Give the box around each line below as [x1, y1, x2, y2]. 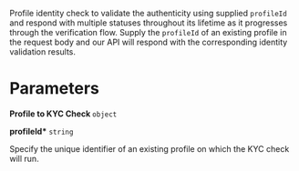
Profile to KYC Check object [9, 108, 118, 119]
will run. [9, 153, 39, 164]
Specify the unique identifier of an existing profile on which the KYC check [9, 143, 290, 154]
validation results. [9, 46, 76, 57]
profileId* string [9, 126, 74, 136]
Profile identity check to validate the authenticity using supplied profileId [9, 8, 287, 18]
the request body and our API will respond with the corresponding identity [9, 36, 288, 47]
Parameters [9, 78, 100, 99]
